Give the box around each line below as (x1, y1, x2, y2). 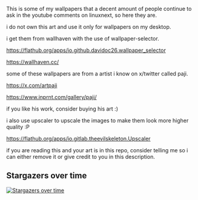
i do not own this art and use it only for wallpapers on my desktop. (6, 24, 171, 30)
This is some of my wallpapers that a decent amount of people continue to (6, 5, 192, 12)
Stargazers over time (6, 170, 87, 181)
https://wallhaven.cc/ (6, 59, 59, 65)
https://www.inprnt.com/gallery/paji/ (6, 94, 97, 100)
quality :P (6, 123, 30, 131)
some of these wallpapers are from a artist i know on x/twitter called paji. (6, 70, 188, 77)
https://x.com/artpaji (6, 82, 58, 89)
